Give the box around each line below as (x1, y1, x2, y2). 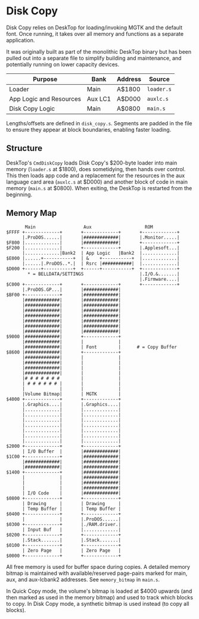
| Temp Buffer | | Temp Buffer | (21, 506, 121, 512)
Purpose (32, 75, 58, 83)
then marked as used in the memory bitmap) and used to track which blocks (6, 593, 194, 601)
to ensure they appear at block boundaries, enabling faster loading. (6, 126, 172, 133)
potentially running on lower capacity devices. (6, 61, 120, 68)
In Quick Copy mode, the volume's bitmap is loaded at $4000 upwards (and (6, 587, 192, 595)
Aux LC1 (86, 94, 111, 103)
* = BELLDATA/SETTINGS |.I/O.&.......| (27, 271, 180, 277)
